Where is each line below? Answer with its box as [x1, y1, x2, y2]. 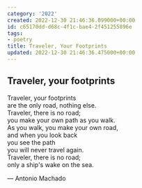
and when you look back [7, 131, 78, 139]
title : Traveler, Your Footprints [7, 43, 108, 50]
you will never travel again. [7, 145, 84, 154]
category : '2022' [7, 10, 58, 17]
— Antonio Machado [7, 174, 66, 182]
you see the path [7, 138, 56, 147]
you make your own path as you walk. [7, 116, 116, 124]
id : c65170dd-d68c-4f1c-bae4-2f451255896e [7, 23, 132, 30]
